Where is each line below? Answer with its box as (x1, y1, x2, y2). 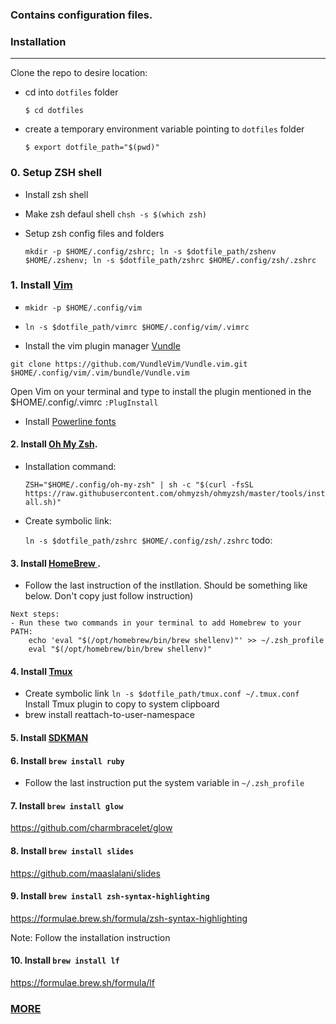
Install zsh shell (24, 188, 89, 200)
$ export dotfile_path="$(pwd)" (24, 143, 160, 153)
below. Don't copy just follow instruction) (24, 590, 194, 602)
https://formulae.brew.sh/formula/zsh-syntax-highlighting (10, 912, 248, 924)
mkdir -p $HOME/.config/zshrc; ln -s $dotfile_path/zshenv (24, 246, 277, 257)
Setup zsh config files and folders (24, 227, 165, 239)
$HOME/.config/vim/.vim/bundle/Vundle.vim (10, 368, 190, 378)
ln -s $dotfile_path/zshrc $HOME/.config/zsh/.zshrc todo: (24, 534, 273, 547)
